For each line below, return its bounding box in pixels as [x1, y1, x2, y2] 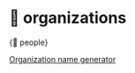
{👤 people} [9, 37, 49, 47]
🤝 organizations [9, 8, 127, 28]
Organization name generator [9, 54, 116, 64]
